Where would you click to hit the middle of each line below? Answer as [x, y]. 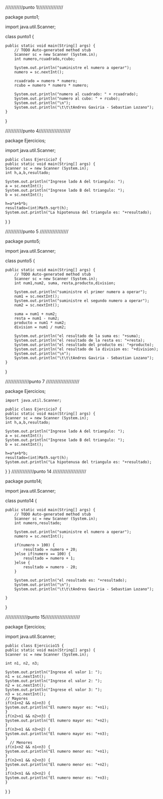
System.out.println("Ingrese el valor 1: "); [54, 672]
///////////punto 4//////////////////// [38, 131]
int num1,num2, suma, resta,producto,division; [65, 283]
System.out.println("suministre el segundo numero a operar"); [82, 301]
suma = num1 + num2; [36, 314]
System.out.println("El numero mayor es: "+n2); [57, 721]
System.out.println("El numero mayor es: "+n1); [57, 707]
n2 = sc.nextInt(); [26, 685]
